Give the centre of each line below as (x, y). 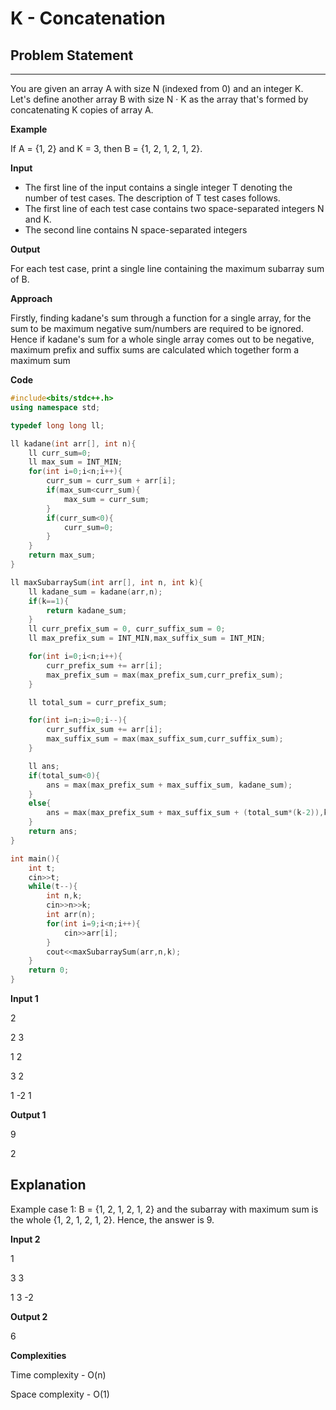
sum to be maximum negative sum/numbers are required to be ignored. (157, 328)
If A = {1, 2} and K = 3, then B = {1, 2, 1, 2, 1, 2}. (106, 148)
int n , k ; (64, 896)
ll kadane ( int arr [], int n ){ (73, 443)
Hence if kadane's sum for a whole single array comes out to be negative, (162, 339)
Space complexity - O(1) (60, 1394)
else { (40, 803)
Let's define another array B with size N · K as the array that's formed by (159, 99)
